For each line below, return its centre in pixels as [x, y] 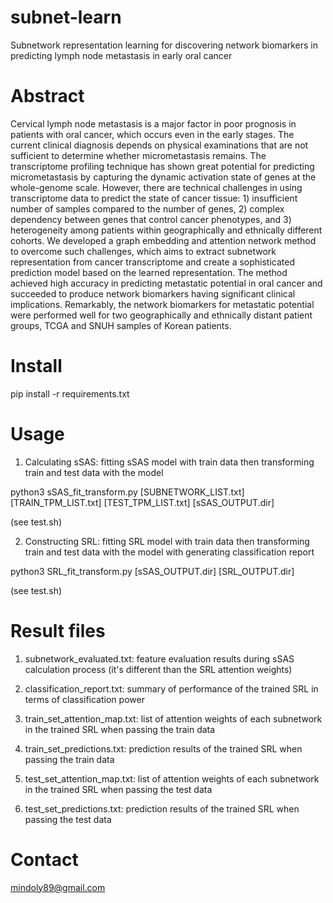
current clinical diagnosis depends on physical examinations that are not [159, 145]
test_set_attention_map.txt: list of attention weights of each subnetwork [172, 778]
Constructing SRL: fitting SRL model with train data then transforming [167, 541]
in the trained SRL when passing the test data [118, 789]
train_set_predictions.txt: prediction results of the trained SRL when [163, 748]
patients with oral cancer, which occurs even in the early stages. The [152, 134]
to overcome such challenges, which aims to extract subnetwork [143, 251]
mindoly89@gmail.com [58, 887]
